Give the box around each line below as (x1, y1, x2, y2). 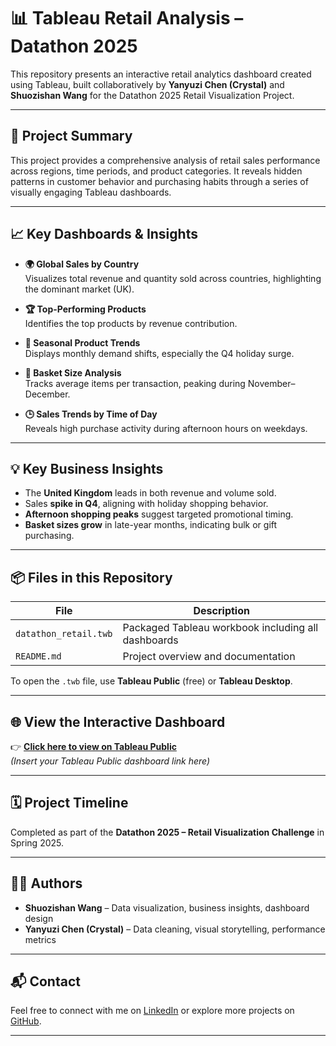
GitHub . (10, 1015, 42, 1027)
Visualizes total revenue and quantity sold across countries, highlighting (24, 272, 322, 284)
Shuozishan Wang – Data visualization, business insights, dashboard (24, 901, 310, 914)
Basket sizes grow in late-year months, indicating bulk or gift (24, 519, 278, 531)
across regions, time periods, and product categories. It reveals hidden (10, 165, 303, 177)
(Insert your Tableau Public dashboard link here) (10, 755, 211, 767)
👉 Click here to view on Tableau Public (10, 741, 177, 752)
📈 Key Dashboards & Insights (10, 226, 198, 243)
